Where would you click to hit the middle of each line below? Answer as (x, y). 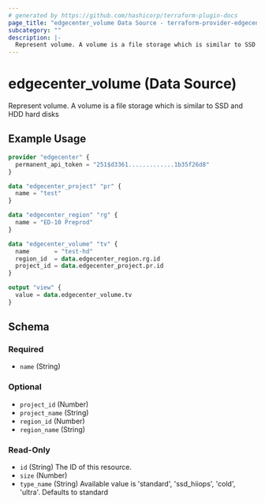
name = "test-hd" (54, 251)
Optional (25, 387)
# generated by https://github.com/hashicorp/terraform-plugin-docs (123, 15)
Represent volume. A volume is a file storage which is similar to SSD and (125, 106)
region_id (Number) (52, 421)
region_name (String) (52, 429)
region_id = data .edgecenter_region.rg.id (88, 259)
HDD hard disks (34, 114)
